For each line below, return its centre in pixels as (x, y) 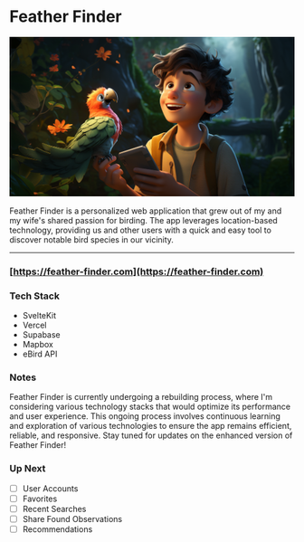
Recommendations (57, 529)
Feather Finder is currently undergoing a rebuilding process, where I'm (141, 397)
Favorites (40, 499)
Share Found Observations (72, 518)
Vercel (34, 325)
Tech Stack (35, 296)
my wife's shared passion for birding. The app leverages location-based (143, 220)
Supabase (41, 335)
